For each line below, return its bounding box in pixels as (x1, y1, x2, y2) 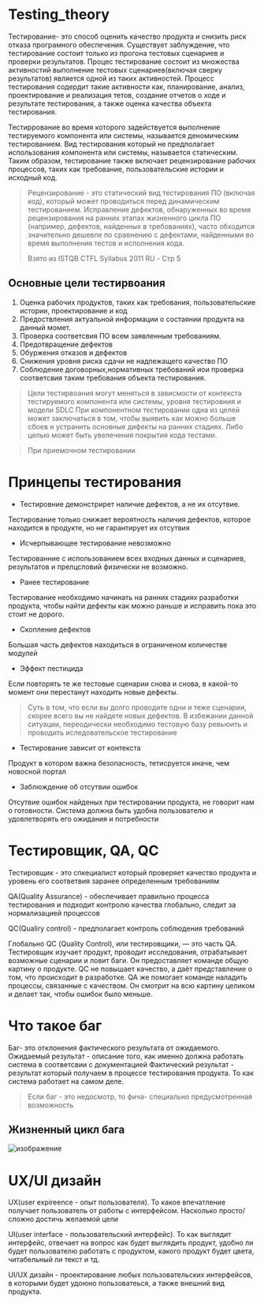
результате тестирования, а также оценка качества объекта (8, 99, 212, 108)
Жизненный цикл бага (8, 1122, 125, 1136)
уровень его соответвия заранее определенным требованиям (8, 876, 219, 886)
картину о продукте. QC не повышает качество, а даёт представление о (8, 964, 253, 973)
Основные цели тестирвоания (8, 276, 165, 290)
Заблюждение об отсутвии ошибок (19, 781, 139, 791)
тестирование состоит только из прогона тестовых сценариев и (8, 48, 225, 58)
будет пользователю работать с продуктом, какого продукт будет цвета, (8, 1246, 255, 1256)
